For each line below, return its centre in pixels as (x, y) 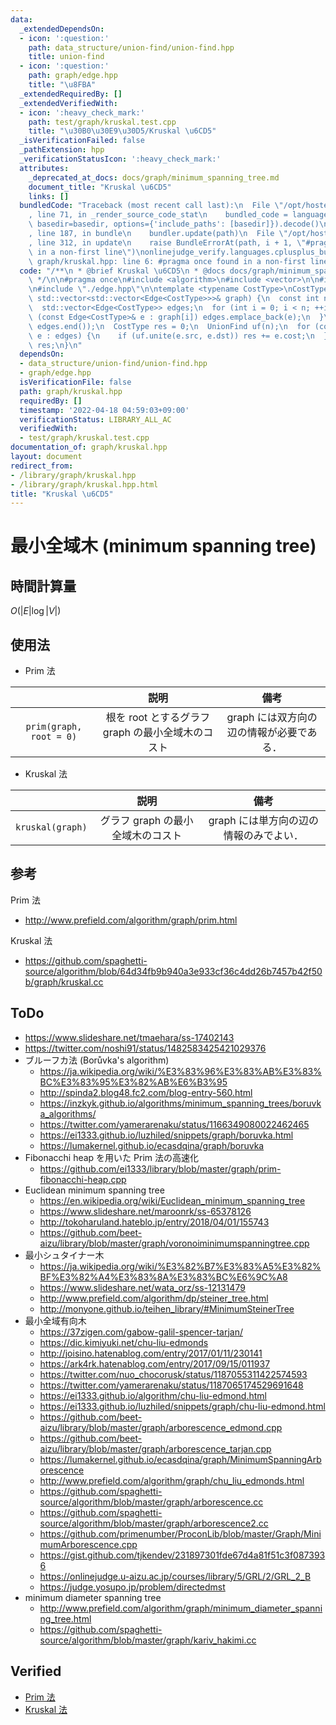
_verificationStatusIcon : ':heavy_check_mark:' (120, 159)
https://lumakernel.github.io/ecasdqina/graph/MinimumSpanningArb (180, 1459)
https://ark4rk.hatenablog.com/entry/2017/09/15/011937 (155, 1363)
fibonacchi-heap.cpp (83, 1179)
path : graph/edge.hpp (73, 76)
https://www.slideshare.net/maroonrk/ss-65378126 (145, 1211)
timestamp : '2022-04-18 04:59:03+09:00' (104, 410)
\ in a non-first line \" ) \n (86, 252)
